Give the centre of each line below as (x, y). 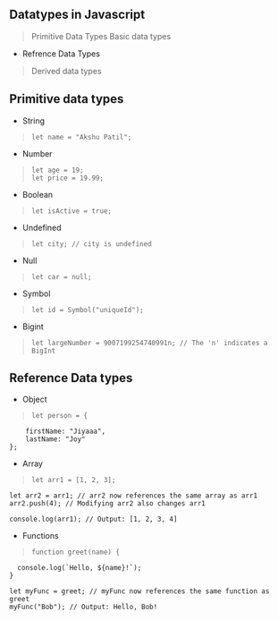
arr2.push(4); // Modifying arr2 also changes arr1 (107, 504)
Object (34, 399)
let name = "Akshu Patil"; (81, 137)
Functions (41, 536)
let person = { (59, 416)
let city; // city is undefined (91, 244)
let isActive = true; (71, 211)
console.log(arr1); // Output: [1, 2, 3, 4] (93, 519)
